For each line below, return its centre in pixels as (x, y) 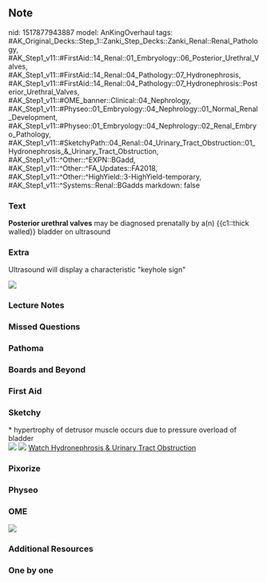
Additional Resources (51, 549)
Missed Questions (44, 327)
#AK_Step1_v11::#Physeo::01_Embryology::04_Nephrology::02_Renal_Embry (133, 125)
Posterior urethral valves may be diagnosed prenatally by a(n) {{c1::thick (129, 224)
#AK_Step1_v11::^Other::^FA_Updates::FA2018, (83, 168)
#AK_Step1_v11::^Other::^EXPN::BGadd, (72, 160)
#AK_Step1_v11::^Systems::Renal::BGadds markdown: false (104, 185)
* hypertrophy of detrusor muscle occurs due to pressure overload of (123, 430)
